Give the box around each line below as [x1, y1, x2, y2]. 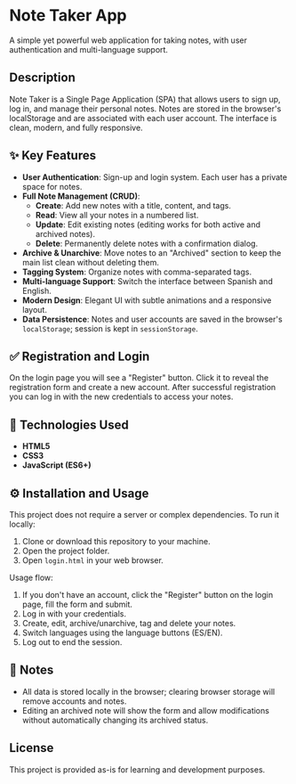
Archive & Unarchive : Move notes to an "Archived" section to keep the [21, 247, 282, 258]
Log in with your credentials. [21, 608, 127, 619]
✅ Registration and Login [9, 348, 150, 363]
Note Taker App [9, 5, 127, 26]
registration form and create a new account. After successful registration [9, 382, 276, 393]
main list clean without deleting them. [21, 257, 160, 267]
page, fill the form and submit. [21, 599, 133, 609]
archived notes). [35, 228, 96, 239]
